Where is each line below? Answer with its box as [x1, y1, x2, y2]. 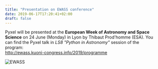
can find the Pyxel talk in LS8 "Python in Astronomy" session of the [5, 40, 140, 45]
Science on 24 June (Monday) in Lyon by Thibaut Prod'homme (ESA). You [5, 34, 154, 40]
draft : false [5, 16, 32, 21]
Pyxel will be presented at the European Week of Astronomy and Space [5, 29, 150, 35]
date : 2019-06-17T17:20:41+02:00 [5, 12, 73, 16]
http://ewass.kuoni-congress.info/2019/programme [5, 50, 108, 55]
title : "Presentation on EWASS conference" [5, 7, 95, 12]
